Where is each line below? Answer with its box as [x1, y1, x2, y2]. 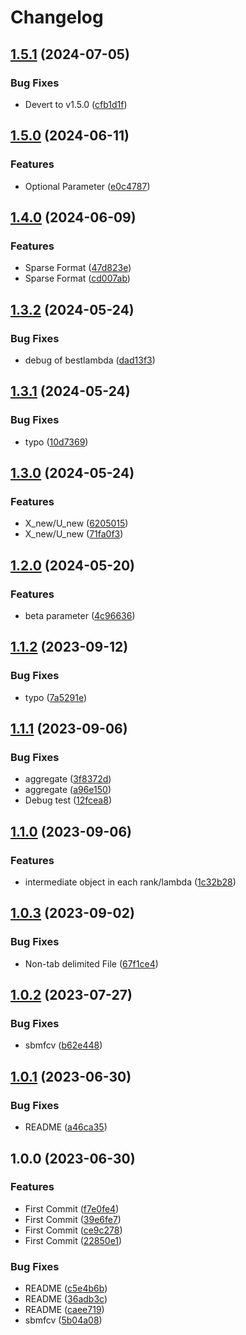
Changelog [10, 6, 104, 29]
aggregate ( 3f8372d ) [24, 773, 112, 785]
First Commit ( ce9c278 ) [24, 1224, 123, 1236]
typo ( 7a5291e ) [24, 691, 88, 703]
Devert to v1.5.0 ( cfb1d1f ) [24, 98, 128, 110]
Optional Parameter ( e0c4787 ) [24, 180, 151, 192]
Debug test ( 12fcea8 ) [24, 794, 112, 806]
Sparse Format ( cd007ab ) [24, 272, 131, 285]
